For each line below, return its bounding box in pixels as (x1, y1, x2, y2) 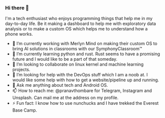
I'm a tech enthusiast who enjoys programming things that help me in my (5, 16, 153, 22)
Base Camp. (12, 107, 37, 113)
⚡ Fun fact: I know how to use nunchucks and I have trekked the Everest (12, 100, 159, 106)
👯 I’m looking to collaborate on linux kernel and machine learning (12, 61, 144, 68)
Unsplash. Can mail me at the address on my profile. (12, 95, 119, 101)
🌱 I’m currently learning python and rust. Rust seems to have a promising (12, 51, 160, 57)
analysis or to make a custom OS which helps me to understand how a (5, 26, 148, 32)
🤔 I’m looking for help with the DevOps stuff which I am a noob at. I (12, 72, 148, 78)
